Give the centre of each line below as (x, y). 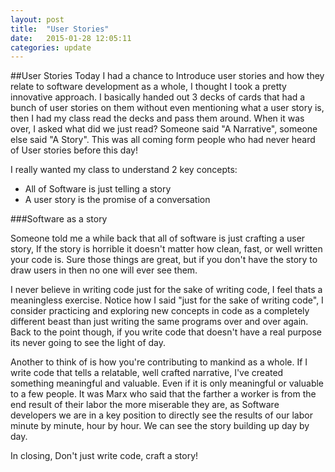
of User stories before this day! (74, 150)
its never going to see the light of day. (88, 343)
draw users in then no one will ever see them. (104, 270)
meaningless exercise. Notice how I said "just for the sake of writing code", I (167, 300)
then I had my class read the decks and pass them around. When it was (157, 118)
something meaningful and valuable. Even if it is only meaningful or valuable (167, 383)
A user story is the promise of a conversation (117, 200)
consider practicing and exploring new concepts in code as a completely (160, 311)
